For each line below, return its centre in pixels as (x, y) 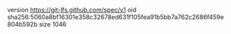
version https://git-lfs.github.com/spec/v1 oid (72, 10)
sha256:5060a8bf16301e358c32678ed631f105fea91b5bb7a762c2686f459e (115, 17)
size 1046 (53, 24)
